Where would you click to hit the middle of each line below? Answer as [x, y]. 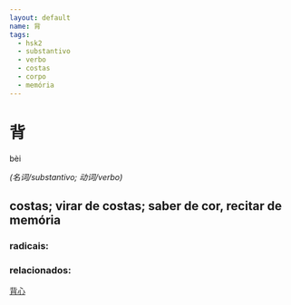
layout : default [40, 18]
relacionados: [40, 270]
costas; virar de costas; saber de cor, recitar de [146, 206]
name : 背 [25, 26]
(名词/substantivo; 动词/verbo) [66, 176]
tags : [19, 34]
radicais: [29, 245]
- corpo [32, 77]
